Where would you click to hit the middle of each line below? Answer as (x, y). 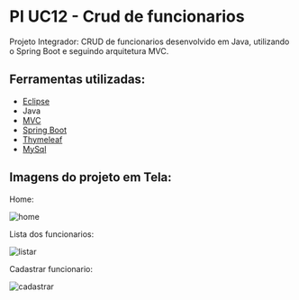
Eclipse (36, 101)
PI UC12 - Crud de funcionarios (127, 17)
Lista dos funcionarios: (52, 234)
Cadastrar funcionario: (51, 268)
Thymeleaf (42, 139)
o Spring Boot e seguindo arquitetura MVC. (89, 50)
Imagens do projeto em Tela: (91, 177)
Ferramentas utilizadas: (77, 80)
